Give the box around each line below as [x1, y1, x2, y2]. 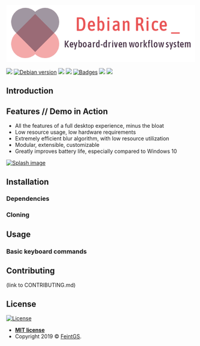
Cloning [6, 210, 30, 219]
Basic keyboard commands [6, 247, 87, 255]
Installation [6, 176, 49, 187]
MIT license [14, 326, 45, 334]
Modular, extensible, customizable [14, 142, 100, 149]
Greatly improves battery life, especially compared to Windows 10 [14, 148, 177, 155]
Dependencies [6, 194, 50, 203]
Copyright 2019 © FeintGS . [14, 333, 82, 340]
